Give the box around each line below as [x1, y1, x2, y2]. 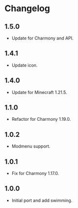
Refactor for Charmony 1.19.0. [11, 116, 71, 122]
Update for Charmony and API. [11, 35, 74, 41]
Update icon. [11, 62, 38, 68]
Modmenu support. [11, 143, 51, 149]
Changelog [4, 3, 50, 14]
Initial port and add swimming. [11, 197, 73, 203]
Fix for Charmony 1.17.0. [11, 170, 59, 176]
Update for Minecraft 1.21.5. [11, 89, 67, 95]
